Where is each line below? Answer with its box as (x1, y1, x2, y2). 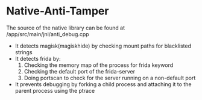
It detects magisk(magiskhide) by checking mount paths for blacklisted (14, 42, 192, 49)
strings (14, 48, 33, 55)
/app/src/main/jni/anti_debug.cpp (6, 30, 89, 37)
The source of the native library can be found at (6, 24, 125, 31)
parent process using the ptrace (14, 87, 95, 94)
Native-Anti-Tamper (6, 4, 109, 18)
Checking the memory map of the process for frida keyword (24, 61, 174, 69)
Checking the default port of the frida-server (24, 67, 136, 75)
